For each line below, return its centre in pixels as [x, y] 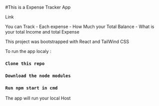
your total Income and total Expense [42, 32]
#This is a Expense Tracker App [38, 7]
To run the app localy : [28, 51]
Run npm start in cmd [31, 88]
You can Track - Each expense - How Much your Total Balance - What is [80, 26]
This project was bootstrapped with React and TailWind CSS [67, 41]
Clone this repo [25, 63]
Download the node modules [38, 75]
